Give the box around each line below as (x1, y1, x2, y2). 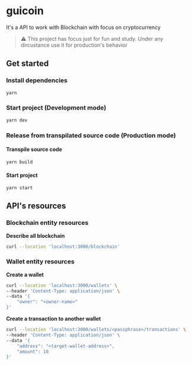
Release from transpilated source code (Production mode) (6, 131, 176, 140)
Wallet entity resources (6, 257, 75, 266)
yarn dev (6, 117, 28, 123)
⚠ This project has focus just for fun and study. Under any (20, 35, 164, 42)
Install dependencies (6, 76, 68, 85)
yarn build (6, 159, 33, 165)
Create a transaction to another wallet (6, 315, 102, 322)
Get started (6, 59, 49, 69)
